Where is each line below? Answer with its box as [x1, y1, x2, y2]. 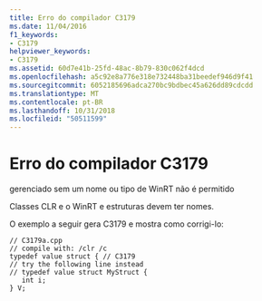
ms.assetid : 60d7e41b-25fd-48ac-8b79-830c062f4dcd [9, 64, 205, 73]
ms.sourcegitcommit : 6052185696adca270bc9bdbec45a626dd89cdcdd [9, 81, 254, 90]
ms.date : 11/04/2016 [9, 22, 88, 31]
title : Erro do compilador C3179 [9, 13, 136, 23]
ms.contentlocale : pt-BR [9, 97, 103, 107]
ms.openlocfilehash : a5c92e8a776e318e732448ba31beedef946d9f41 [9, 73, 254, 82]
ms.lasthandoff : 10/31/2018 [9, 106, 116, 115]
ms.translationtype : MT [9, 89, 100, 98]
